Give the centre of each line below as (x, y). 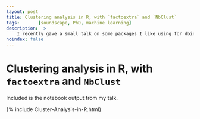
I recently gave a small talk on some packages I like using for (100, 34)
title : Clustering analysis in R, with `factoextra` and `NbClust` (92, 17)
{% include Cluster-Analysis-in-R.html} (54, 109)
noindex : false (25, 39)
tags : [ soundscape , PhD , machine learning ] (69, 23)
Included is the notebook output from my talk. (62, 98)
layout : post (22, 12)
